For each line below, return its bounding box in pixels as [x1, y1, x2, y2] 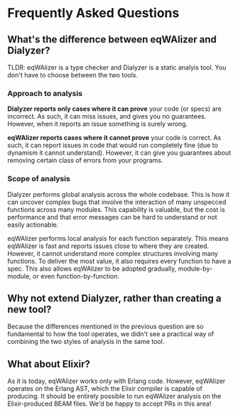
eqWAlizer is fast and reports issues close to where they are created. [7, 242, 210, 250]
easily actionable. [7, 220, 59, 229]
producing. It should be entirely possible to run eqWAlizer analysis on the [7, 392, 222, 401]
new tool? [7, 303, 52, 316]
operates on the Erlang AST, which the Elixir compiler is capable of [7, 384, 202, 393]
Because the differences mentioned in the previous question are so [7, 322, 204, 331]
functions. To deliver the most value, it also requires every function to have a [7, 257, 232, 265]
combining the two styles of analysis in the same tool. [7, 338, 165, 346]
